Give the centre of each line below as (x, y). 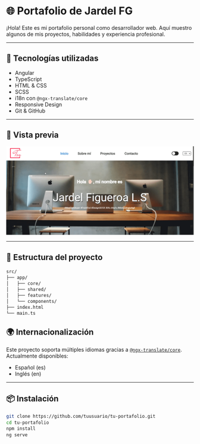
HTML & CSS (31, 85)
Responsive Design (38, 104)
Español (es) (30, 367)
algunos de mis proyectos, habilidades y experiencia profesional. (86, 34)
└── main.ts (21, 314)
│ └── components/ (32, 302)
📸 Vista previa (32, 135)
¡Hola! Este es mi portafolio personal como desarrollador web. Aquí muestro (99, 27)
